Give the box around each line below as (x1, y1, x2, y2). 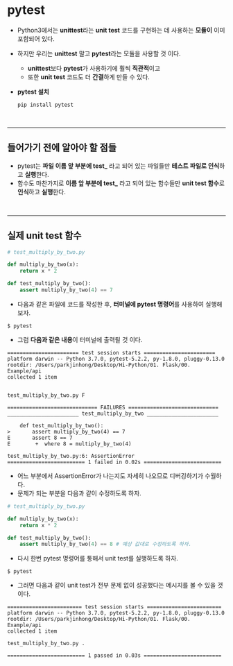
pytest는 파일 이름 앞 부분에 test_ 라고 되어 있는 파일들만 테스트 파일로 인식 (17, 162, 220, 170)
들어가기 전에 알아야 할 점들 (7, 142, 116, 154)
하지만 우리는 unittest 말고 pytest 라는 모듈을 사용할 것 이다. (17, 49, 182, 58)
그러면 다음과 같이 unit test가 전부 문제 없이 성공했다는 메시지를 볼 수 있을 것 (17, 581, 223, 590)
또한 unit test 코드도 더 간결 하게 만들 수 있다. (27, 72, 150, 81)
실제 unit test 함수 (7, 230, 82, 241)
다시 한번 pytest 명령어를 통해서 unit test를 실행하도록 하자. (17, 554, 179, 563)
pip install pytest (17, 101, 74, 108)
